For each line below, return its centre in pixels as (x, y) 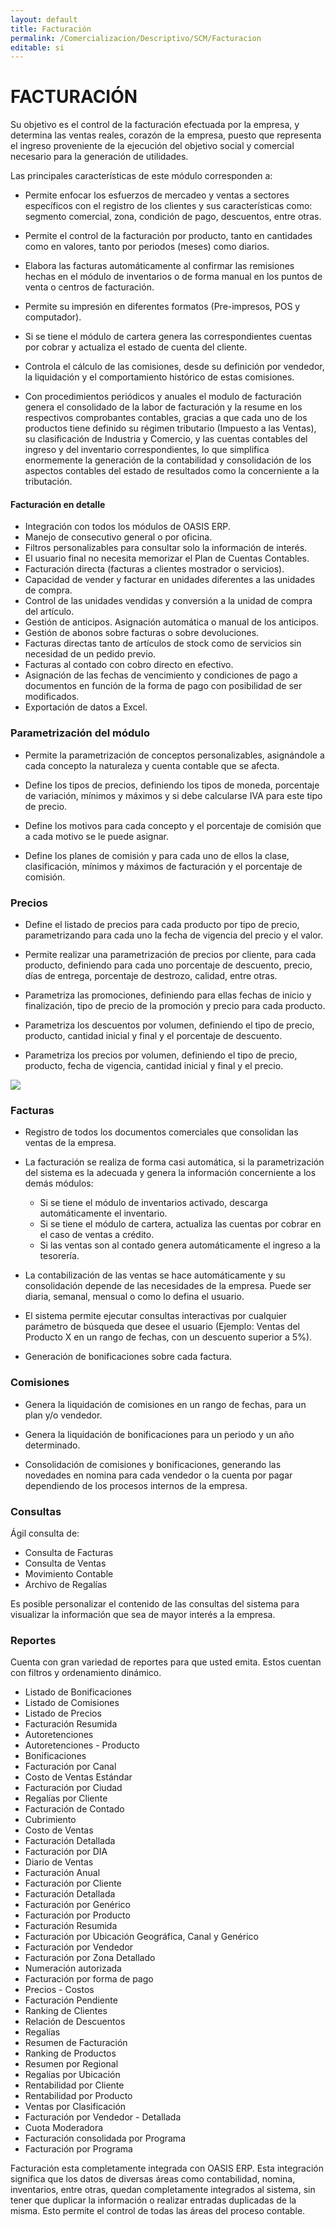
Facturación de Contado (74, 1809)
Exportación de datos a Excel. (86, 707)
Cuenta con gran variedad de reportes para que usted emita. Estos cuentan (166, 1662)
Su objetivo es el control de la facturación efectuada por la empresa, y (155, 125)
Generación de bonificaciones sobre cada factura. (128, 1357)
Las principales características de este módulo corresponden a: (141, 176)
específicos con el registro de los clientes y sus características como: (168, 206)
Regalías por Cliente (66, 1798)
